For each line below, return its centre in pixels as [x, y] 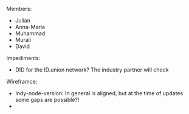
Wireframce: [22, 82]
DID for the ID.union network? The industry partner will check [92, 70]
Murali [23, 40]
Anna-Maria [30, 27]
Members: [19, 9]
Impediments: [23, 58]
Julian [22, 20]
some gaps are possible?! [47, 100]
